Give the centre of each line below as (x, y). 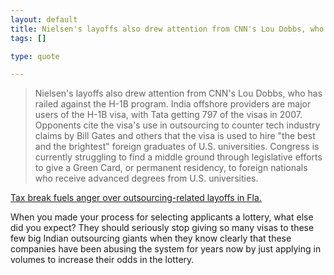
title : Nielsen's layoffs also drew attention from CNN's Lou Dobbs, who (167, 29)
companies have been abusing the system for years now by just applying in (166, 249)
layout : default (44, 19)
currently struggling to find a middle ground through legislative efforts (178, 157)
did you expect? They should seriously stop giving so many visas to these (162, 228)
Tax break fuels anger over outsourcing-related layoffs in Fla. (136, 198)
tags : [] (28, 38)
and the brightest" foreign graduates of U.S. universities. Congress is (177, 147)
